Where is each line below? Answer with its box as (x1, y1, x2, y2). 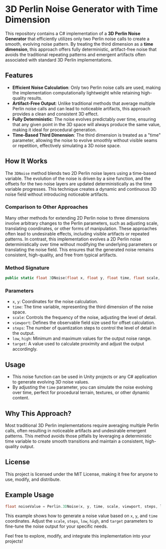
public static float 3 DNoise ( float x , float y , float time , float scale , (5, 276, 161, 281)
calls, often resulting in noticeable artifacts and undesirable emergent (5, 427, 147, 433)
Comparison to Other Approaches (5, 204, 88, 211)
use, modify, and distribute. (5, 476, 61, 482)
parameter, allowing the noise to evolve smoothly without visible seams (12, 137, 158, 143)
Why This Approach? (5, 409, 72, 418)
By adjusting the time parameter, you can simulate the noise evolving (12, 384, 153, 391)
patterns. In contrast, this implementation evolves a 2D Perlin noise (5, 236, 142, 242)
